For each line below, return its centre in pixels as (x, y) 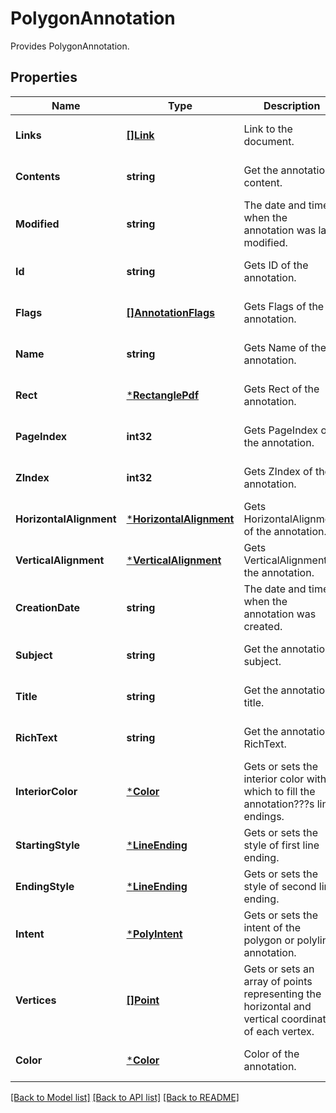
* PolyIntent (154, 934)
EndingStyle (45, 886)
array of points (278, 981)
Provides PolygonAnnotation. (70, 46)
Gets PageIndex (281, 430)
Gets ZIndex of (278, 471)
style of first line (281, 845)
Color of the (271, 1054)
